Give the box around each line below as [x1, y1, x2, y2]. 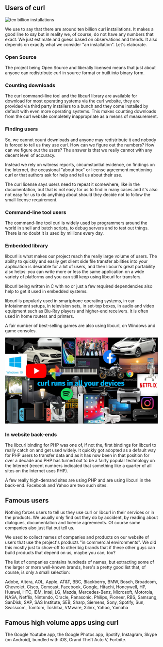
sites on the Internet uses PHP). [5, 468, 68, 474]
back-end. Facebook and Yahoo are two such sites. [5, 483, 108, 488]
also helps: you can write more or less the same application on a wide [5, 269, 145, 275]
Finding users [5, 126, 38, 132]
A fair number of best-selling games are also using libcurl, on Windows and [5, 323, 156, 329]
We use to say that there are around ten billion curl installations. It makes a [5, 26, 154, 32]
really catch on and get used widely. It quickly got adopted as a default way [5, 447, 156, 453]
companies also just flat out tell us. [5, 525, 75, 531]
